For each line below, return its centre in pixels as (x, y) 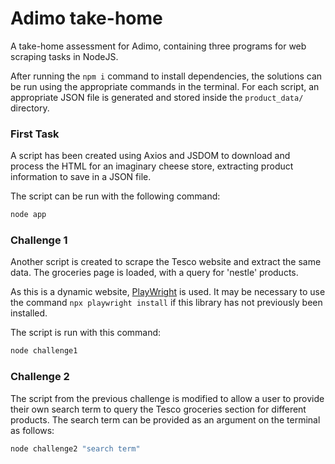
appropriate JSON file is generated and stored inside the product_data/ (157, 97)
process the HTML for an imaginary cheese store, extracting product (152, 166)
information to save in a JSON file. (81, 177)
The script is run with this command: (86, 333)
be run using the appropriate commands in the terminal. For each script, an (165, 86)
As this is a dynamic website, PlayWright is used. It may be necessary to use (168, 292)
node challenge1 (44, 351)
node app (28, 215)
